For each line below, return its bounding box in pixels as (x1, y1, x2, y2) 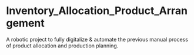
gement (6, 16, 45, 30)
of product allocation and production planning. (6, 42, 119, 49)
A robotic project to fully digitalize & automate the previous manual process (6, 36, 188, 43)
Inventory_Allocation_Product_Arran (6, 4, 188, 18)
